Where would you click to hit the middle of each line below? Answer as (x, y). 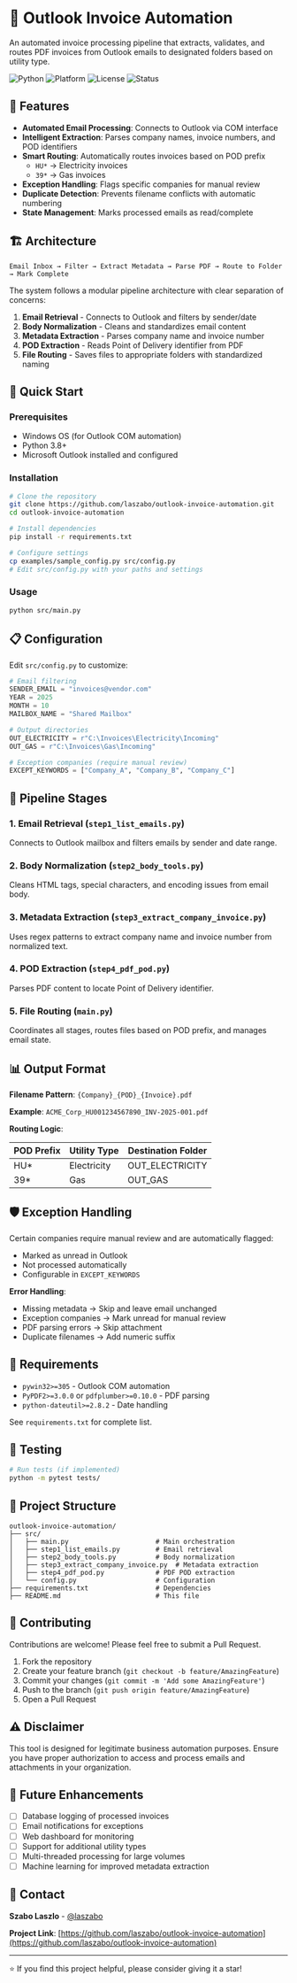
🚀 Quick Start (46, 392)
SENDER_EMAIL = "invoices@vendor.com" (80, 690)
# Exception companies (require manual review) (99, 762)
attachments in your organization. (70, 1767)
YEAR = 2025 (31, 698)
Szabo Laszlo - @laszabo (56, 1916)
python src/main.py (45, 610)
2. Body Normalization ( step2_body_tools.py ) (107, 865)
